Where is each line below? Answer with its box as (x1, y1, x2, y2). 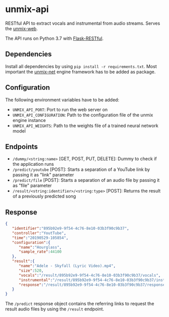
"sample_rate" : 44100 (18, 249, 62, 255)
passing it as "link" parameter (12, 172, 74, 178)
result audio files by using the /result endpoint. (5, 306, 105, 312)
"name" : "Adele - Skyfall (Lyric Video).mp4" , (18, 264, 116, 269)
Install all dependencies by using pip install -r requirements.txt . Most (5, 63, 157, 69)
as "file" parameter (12, 182, 52, 188)
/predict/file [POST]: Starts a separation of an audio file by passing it (12, 177, 160, 183)
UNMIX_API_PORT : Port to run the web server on (12, 106, 108, 112)
